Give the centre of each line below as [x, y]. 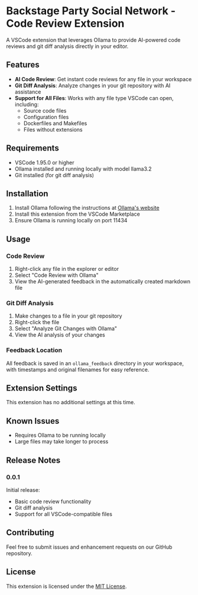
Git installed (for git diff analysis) [54, 175]
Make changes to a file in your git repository [68, 316]
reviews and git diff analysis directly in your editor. [67, 46]
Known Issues [33, 421]
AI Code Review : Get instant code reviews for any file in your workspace [103, 79]
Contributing [30, 532]
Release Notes [33, 460]
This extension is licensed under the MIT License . [66, 586]
